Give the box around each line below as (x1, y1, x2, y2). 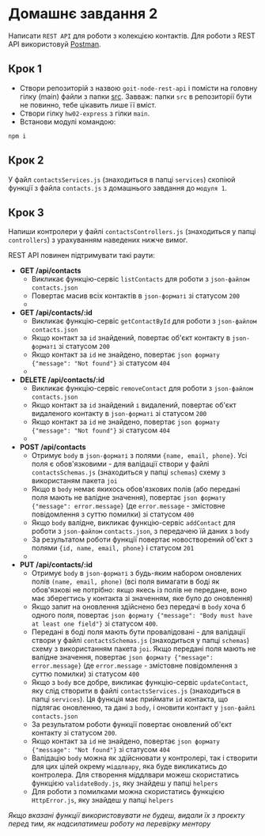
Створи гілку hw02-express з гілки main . (19, 108, 150, 118)
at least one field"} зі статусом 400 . (31, 618, 158, 629)
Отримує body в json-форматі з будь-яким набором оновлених (31, 569, 242, 578)
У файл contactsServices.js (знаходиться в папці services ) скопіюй (8, 175, 236, 184)
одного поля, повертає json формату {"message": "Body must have (31, 611, 253, 620)
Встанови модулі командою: (19, 116, 116, 127)
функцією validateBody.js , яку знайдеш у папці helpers (31, 778, 218, 788)
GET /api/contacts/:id (19, 308, 93, 317)
